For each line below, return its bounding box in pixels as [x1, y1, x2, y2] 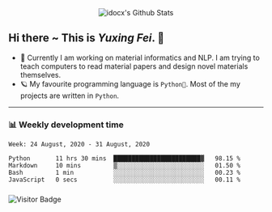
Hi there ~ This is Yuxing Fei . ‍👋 [8, 32, 165, 45]
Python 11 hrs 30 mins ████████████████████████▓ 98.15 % [8, 155, 241, 163]
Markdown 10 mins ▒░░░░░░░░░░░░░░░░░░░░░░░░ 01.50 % [8, 162, 241, 170]
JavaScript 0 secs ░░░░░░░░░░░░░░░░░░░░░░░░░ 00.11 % [8, 176, 241, 184]
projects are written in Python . [19, 91, 120, 100]
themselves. [19, 70, 62, 79]
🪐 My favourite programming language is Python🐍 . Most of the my [19, 78, 241, 88]
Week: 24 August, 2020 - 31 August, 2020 [8, 141, 151, 149]
